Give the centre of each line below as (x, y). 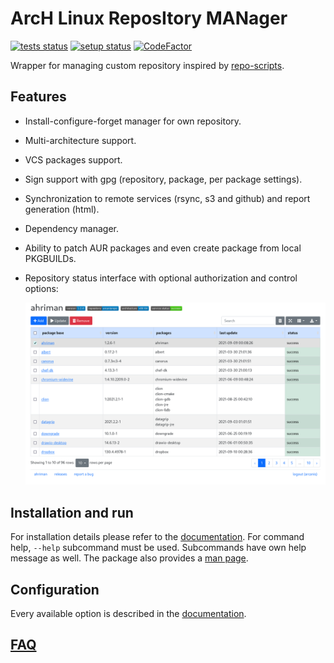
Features (38, 97)
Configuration (55, 589)
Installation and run (72, 512)
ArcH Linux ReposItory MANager (149, 18)
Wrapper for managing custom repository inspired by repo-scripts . (147, 65)
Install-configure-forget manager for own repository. (133, 121)
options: (41, 288)
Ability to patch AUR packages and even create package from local (163, 248)
